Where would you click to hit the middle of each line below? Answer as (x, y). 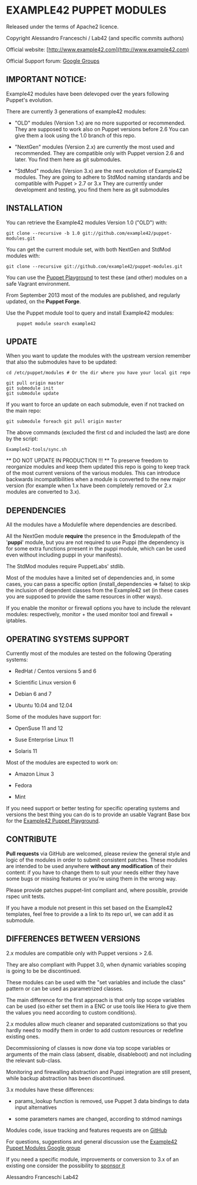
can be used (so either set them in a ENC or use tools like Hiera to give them (98, 1006)
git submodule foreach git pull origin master (64, 422)
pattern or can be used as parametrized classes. (65, 988)
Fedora (23, 785)
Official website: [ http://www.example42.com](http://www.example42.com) (98, 49)
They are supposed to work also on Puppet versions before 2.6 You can (102, 129)
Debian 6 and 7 (33, 694)
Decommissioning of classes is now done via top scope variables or (88, 1047)
